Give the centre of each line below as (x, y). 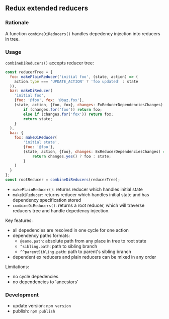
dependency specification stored (47, 200)
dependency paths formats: (41, 235)
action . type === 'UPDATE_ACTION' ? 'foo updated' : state (76, 82)
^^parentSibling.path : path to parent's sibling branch (76, 252)
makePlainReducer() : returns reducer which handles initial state (78, 189)
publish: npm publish (34, 311)
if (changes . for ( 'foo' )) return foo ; (63, 109)
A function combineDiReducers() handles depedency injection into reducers (83, 33)
